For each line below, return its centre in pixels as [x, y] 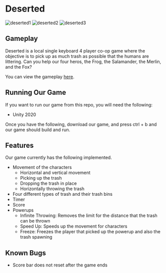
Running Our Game [36, 93]
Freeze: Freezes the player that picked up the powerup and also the [90, 232]
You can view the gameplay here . [40, 77]
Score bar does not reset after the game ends [60, 265]
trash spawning [36, 237]
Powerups [23, 210]
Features [19, 145]
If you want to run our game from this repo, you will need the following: [79, 104]
